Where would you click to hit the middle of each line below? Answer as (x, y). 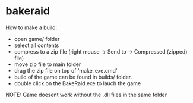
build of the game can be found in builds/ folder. (73, 77)
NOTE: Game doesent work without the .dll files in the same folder (86, 95)
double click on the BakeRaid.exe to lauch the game (77, 83)
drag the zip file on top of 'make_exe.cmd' (66, 70)
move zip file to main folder (48, 64)
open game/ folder (37, 39)
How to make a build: (31, 27)
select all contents (37, 45)
